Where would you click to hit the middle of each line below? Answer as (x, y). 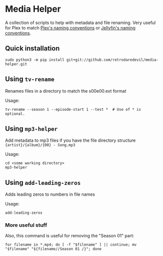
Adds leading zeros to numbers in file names (50, 194)
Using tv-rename (30, 79)
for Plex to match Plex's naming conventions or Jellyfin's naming (70, 27)
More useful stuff (26, 225)
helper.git (16, 64)
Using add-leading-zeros (43, 182)
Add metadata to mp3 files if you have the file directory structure (70, 140)
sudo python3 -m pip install (35, 60)
